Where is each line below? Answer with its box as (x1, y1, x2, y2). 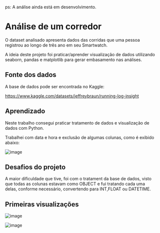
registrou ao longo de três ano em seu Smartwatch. (5, 42, 108, 48)
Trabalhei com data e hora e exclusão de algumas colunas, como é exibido (5, 134, 154, 140)
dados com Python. (5, 125, 44, 131)
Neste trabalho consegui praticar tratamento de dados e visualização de (5, 120, 149, 125)
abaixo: (5, 140, 20, 145)
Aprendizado (5, 107, 45, 115)
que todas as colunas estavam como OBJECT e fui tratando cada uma (5, 181, 145, 187)
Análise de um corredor (5, 21, 102, 32)
